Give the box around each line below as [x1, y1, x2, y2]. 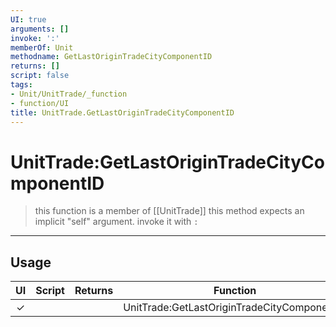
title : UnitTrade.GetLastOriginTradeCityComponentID [10, 107, 235, 118]
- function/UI [10, 98, 70, 108]
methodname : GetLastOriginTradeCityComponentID [10, 52, 213, 62]
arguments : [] [10, 24, 70, 34]
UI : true [10, 14, 47, 25]
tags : [10, 80, 33, 90]
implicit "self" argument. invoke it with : [34, 216, 199, 228]
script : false [10, 71, 70, 81]
